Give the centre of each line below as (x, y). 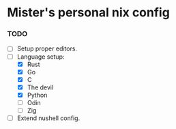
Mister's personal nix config (89, 13)
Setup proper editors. (47, 48)
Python (37, 95)
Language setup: (41, 57)
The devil (40, 87)
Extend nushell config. (48, 118)
